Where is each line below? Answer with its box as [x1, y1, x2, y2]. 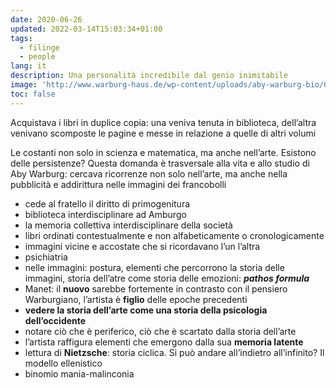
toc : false [10, 89, 56, 99]
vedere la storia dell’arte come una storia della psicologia [24, 304, 268, 316]
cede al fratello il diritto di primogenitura [24, 197, 191, 210]
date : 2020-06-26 [10, 14, 83, 25]
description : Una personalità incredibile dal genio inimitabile [10, 71, 288, 81]
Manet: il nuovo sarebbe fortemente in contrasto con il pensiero [24, 282, 288, 295]
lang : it [10, 61, 47, 71]
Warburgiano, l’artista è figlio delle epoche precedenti [24, 293, 248, 305]
